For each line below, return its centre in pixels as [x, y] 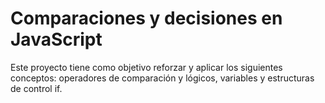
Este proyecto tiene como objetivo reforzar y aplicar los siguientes [146, 67]
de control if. [36, 88]
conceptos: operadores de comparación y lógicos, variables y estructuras [162, 78]
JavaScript [56, 39]
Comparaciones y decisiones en [146, 18]
